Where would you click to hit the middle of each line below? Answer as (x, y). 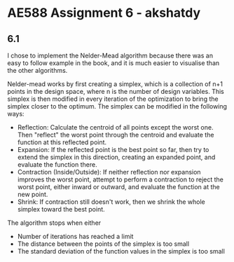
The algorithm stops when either (54, 223)
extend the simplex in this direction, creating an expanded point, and (116, 157)
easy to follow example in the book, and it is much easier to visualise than (113, 63)
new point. (33, 194)
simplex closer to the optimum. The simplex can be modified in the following (117, 106)
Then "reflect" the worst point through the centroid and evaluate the (116, 135)
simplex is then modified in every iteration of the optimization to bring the (113, 99)
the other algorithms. (37, 70)
